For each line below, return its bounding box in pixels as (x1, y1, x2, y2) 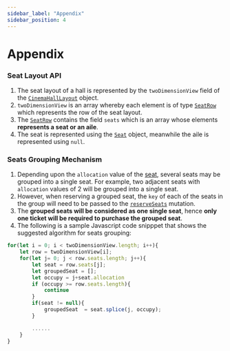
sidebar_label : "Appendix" (7, 10, 85, 17)
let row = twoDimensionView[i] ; (19, 248, 112, 255)
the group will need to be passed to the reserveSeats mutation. (17, 200, 196, 208)
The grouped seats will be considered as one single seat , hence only (17, 207, 217, 215)
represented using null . (17, 137, 85, 145)
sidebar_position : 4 (7, 17, 67, 23)
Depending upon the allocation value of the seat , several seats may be (17, 170, 221, 179)
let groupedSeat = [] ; (32, 268, 97, 275)
